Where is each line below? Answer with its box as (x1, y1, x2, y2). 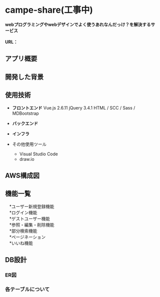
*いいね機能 (9, 240, 33, 246)
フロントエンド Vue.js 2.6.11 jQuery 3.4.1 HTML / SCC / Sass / (12, 105, 136, 110)
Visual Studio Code (19, 151, 58, 157)
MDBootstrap (12, 110, 39, 116)
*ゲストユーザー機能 (9, 215, 50, 221)
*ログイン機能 (9, 210, 38, 215)
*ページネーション (9, 234, 46, 240)
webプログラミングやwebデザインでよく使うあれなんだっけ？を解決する (5, 21, 151, 27)
